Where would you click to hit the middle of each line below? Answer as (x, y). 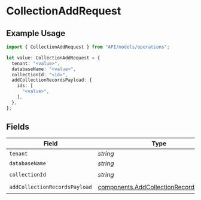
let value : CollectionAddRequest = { (53, 58)
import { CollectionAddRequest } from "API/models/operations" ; (88, 47)
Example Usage (36, 33)
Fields (18, 127)
